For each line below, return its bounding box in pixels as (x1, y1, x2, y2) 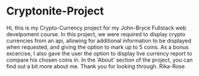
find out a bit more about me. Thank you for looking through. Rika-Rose (6, 62, 185, 70)
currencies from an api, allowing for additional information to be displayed (6, 37, 192, 44)
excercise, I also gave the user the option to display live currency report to (6, 49, 193, 57)
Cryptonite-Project (6, 4, 105, 18)
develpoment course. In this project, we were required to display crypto (6, 30, 186, 37)
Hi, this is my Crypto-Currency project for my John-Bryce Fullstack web (6, 24, 187, 31)
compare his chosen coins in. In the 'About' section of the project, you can (6, 56, 193, 63)
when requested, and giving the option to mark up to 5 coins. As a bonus (6, 43, 189, 51)
